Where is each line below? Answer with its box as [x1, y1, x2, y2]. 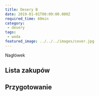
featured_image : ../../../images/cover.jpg [5, 39, 95, 44]
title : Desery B [5, 7, 38, 12]
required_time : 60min [5, 16, 49, 21]
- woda [7, 35, 21, 39]
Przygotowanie [5, 83, 52, 91]
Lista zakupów [5, 66, 50, 75]
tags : [5, 30, 16, 35]
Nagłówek [5, 52, 25, 58]
